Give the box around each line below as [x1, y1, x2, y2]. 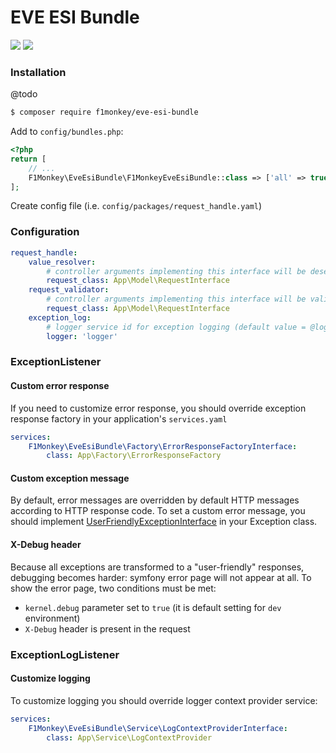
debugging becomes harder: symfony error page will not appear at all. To [10, 571, 312, 583]
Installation [10, 65, 67, 79]
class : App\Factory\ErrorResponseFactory [46, 451, 222, 461]
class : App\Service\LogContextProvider [46, 732, 213, 743]
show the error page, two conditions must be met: [10, 582, 217, 594]
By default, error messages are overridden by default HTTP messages [10, 494, 300, 506]
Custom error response [10, 380, 110, 392]
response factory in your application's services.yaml [10, 412, 228, 425]
